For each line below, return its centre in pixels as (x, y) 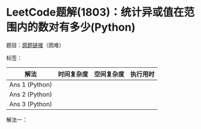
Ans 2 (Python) (31, 94)
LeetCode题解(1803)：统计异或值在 (95, 12)
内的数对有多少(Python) (76, 27)
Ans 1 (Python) (31, 85)
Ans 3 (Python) (31, 104)
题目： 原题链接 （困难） (35, 45)
